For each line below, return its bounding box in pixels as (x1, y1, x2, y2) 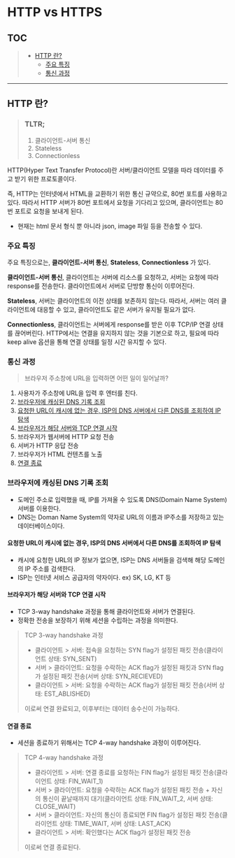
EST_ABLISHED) (44, 689, 91, 698)
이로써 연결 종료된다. (24, 843, 81, 852)
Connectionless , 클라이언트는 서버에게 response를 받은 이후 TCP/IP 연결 (7, 320, 211, 329)
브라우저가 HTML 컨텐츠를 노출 (17, 450, 103, 459)
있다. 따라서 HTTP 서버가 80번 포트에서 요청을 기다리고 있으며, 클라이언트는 (7, 198, 214, 206)
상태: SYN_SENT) (48, 655, 97, 663)
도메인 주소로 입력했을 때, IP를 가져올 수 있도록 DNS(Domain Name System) (17, 495, 227, 503)
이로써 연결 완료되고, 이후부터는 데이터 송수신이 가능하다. (24, 704, 180, 713)
